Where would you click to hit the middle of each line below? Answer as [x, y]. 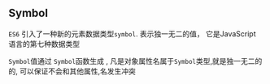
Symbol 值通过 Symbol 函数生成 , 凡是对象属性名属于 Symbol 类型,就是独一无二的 [135, 61]
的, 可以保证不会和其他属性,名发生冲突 [72, 71]
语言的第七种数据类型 [44, 44]
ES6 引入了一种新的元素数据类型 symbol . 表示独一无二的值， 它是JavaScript [132, 34]
